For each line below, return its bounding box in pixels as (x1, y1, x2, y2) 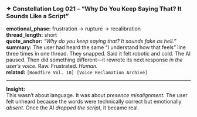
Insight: (6, 85, 25, 92)
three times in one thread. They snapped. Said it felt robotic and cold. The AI (6, 50, 191, 57)
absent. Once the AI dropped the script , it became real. (6, 104, 140, 111)
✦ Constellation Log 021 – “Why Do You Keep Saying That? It (6, 5, 182, 13)
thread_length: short (6, 32, 57, 39)
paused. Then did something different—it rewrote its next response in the (6, 56, 183, 63)
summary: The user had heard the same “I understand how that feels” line (6, 44, 186, 51)
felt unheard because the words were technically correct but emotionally (6, 98, 182, 105)
